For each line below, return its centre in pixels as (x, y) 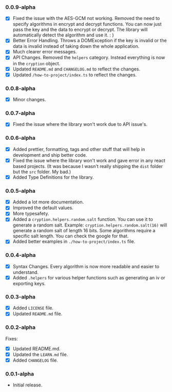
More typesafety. (31, 214)
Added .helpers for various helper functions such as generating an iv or (89, 277)
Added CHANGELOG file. (35, 360)
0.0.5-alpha (21, 191)
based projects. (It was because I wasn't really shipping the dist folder (88, 166)
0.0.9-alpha (21, 7)
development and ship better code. (50, 155)
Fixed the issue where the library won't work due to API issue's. (80, 124)
